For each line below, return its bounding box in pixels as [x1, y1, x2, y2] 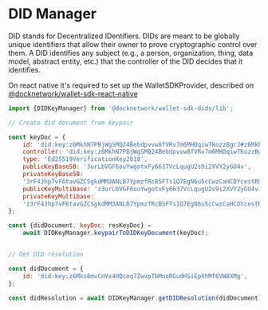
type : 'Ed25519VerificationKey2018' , [22, 155, 148, 163]
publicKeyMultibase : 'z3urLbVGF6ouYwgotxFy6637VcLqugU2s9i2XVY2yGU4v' [22, 185, 262, 193]
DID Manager [8, 5, 97, 23]
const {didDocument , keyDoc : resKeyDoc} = [8, 222, 152, 230]
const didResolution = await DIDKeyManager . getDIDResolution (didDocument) [8, 294, 262, 302]
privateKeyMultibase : [22, 192, 94, 200]
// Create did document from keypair [8, 119, 134, 127]
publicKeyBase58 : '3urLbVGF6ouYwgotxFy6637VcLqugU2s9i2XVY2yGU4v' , [22, 163, 251, 171]
